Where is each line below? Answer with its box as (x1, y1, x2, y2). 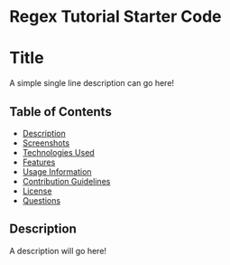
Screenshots (22, 137, 70, 148)
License (22, 185, 52, 196)
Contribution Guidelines (22, 175, 111, 186)
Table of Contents (9, 104, 113, 119)
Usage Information (22, 166, 92, 177)
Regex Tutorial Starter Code (9, 6, 223, 27)
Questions (22, 194, 61, 205)
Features (22, 156, 56, 167)
